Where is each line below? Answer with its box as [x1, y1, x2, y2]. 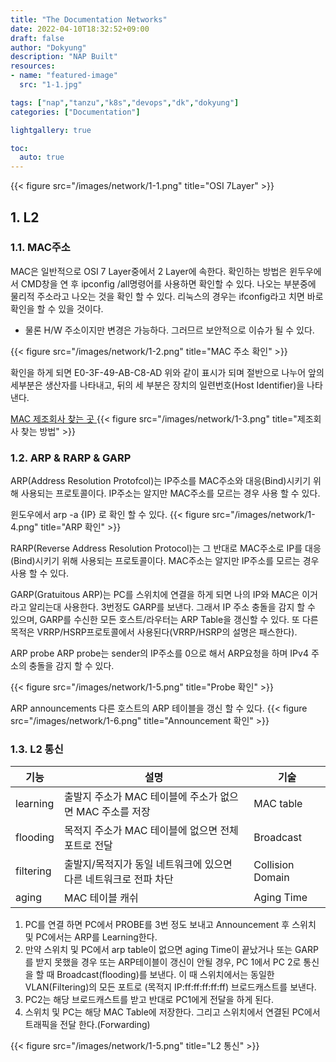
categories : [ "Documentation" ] [10, 107, 141, 117]
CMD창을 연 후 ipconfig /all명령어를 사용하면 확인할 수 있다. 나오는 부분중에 [20, 277, 317, 290]
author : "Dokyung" [10, 42, 87, 53]
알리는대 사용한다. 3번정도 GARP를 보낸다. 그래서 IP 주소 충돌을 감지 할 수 [28, 601, 316, 613]
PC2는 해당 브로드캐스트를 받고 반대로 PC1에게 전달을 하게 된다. [24, 994, 275, 1006]
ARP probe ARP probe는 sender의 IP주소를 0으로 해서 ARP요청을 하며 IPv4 [10, 647, 309, 660]
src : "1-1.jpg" [19, 80, 83, 90]
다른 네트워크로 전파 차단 [63, 872, 174, 886]
